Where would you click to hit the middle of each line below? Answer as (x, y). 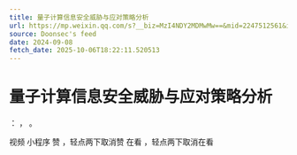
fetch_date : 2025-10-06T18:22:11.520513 (85, 50)
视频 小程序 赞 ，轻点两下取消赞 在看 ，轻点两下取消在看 (111, 142)
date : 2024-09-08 (41, 42)
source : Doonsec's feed (53, 34)
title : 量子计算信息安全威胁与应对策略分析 (79, 17)
